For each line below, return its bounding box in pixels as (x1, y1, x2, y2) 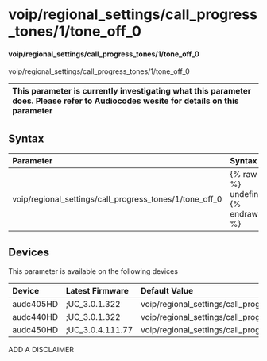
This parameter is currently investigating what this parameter (12, 86, 252, 97)
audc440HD (12, 312, 58, 323)
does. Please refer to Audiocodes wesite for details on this (12, 95, 239, 106)
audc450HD (12, 325, 58, 336)
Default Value (140, 286, 193, 297)
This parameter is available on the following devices (8, 267, 179, 276)
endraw (230, 209, 258, 220)
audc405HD (12, 299, 58, 310)
